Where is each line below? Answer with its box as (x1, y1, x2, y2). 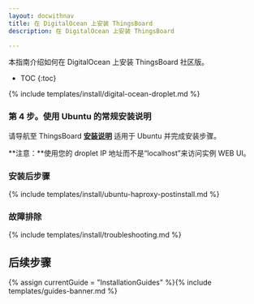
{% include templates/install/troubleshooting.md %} (8, 230, 182, 240)
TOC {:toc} (19, 74, 57, 83)
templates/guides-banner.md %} (8, 286, 118, 296)
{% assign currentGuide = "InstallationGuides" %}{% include (8, 277, 213, 288)
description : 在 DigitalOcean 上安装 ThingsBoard (8, 27, 174, 35)
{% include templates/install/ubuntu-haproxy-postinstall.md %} (8, 189, 220, 199)
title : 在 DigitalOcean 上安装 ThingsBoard (8, 19, 153, 28)
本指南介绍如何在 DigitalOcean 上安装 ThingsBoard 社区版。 (8, 58, 209, 67)
